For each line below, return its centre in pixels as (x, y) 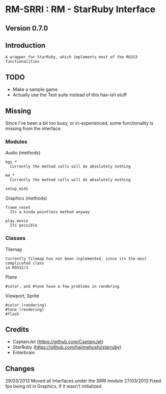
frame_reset (18, 208)
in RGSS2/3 (17, 268)
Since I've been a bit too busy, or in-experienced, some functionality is (79, 123)
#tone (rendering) (25, 309)
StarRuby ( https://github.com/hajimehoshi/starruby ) (67, 347)
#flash (12, 314)
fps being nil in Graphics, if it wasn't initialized (53, 386)
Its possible (24, 226)
